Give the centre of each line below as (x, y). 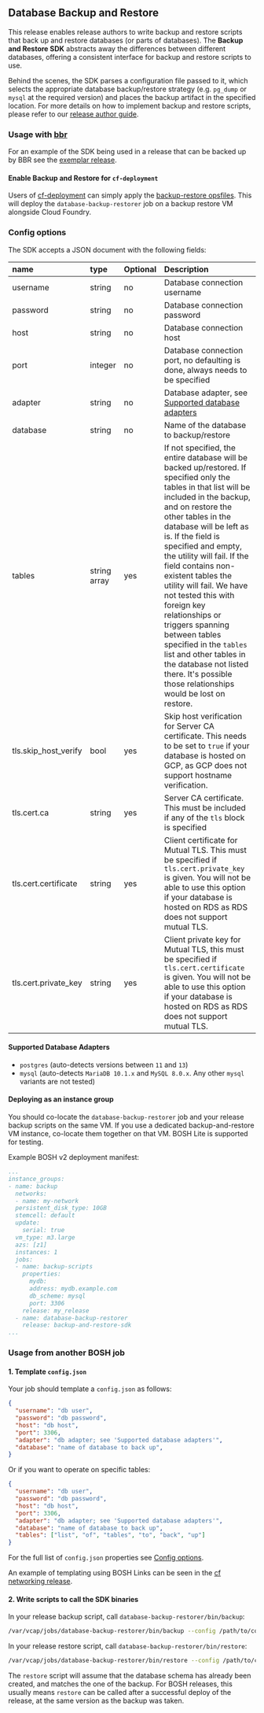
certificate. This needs (205, 736)
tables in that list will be (207, 487)
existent (179, 575)
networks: (31, 1194)
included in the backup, (207, 497)
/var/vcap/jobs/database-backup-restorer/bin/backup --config (112, 1631)
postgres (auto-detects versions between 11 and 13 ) (104, 1065)
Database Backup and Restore (84, 13)
